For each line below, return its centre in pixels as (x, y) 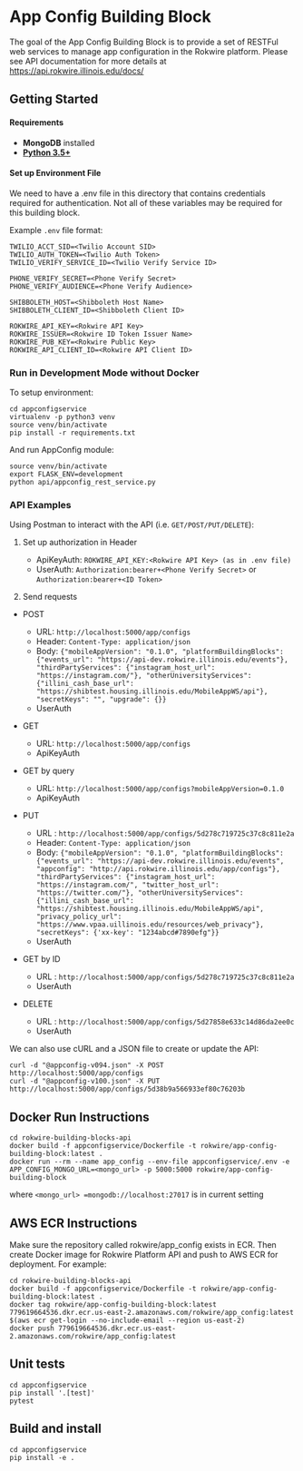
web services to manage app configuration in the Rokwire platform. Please (149, 51)
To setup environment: (51, 393)
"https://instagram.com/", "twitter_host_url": (127, 885)
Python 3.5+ (46, 152)
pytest (22, 1401)
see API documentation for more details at (88, 61)
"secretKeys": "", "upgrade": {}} (101, 700)
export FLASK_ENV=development (67, 475)
